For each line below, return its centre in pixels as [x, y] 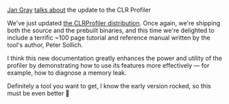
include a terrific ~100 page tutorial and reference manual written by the [109, 38]
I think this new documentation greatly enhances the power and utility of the [115, 58]
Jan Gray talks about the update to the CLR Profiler [79, 10]
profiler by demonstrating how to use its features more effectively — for [108, 65]
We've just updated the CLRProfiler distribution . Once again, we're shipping [114, 23]
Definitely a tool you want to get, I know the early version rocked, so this [109, 86]
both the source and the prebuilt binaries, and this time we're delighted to [111, 30]
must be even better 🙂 [38, 93]
